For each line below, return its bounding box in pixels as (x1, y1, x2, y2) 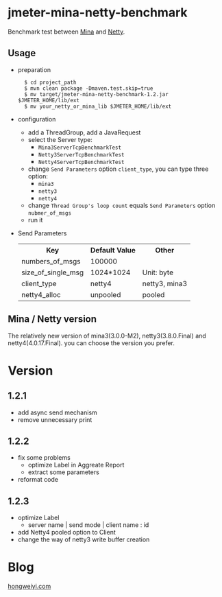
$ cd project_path (24, 79, 77, 86)
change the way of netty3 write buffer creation (17, 535, 150, 543)
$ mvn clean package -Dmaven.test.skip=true (24, 84, 153, 92)
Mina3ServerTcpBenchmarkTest (38, 144, 122, 151)
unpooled (90, 290, 121, 299)
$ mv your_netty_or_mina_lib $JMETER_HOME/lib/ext (24, 103, 172, 110)
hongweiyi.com (8, 582, 51, 591)
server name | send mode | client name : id (27, 521, 149, 529)
